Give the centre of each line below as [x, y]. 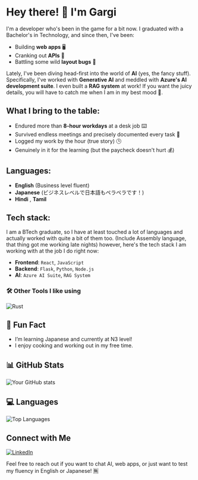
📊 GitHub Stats [35, 365]
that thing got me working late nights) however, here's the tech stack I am [96, 245]
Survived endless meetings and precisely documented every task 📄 [97, 134]
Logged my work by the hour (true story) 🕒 [68, 141]
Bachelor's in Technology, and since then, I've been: [70, 35]
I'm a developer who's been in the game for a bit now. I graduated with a [95, 29]
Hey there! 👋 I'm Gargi [62, 12]
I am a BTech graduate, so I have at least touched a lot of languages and [95, 232]
